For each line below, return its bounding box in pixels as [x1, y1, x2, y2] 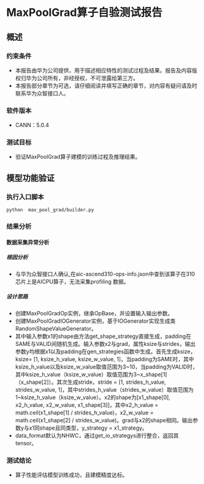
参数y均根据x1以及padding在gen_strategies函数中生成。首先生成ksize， [15, 348, 196, 355]
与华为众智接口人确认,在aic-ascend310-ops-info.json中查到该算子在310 [15, 270, 195, 277]
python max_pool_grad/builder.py [6, 207, 95, 213]
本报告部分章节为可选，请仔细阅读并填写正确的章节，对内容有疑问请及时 [15, 82, 197, 89]
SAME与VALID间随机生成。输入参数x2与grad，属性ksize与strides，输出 [15, 340, 196, 347]
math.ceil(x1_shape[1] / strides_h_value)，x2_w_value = [15, 409, 154, 416]
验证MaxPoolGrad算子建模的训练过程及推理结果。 [15, 153, 141, 161]
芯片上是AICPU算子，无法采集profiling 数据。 [15, 277, 129, 285]
